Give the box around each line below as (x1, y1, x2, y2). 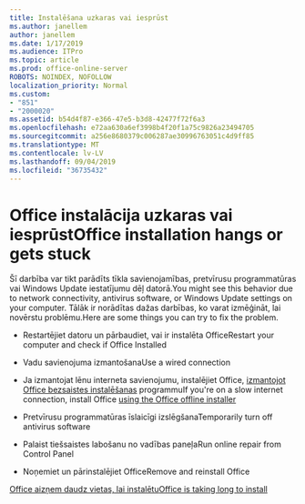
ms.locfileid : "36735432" (9, 166, 107, 175)
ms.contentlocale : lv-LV (9, 148, 104, 157)
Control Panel (22, 449, 75, 459)
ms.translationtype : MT (9, 140, 100, 149)
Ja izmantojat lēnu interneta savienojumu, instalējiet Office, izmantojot (22, 375, 287, 386)
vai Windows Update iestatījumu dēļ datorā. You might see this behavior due (9, 283, 293, 294)
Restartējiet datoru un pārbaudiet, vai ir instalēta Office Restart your (22, 329, 275, 341)
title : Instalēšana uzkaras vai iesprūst (9, 13, 169, 23)
